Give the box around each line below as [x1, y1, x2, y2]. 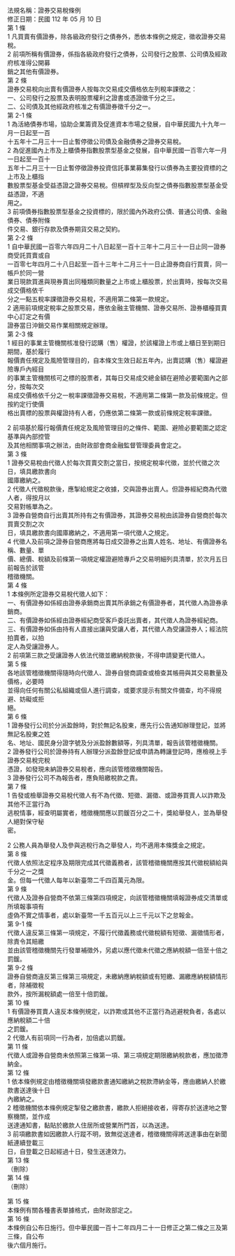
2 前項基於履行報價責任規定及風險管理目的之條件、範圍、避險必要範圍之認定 [7, 424, 227, 432]
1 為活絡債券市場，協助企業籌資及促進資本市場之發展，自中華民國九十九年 [7, 120, 220, 128]
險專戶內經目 [7, 365, 44, 373]
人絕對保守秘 [7, 818, 44, 825]
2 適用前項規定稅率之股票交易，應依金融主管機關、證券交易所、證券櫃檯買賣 [7, 304, 227, 312]
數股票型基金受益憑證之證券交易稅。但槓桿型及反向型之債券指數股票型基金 [7, 181, 222, 189]
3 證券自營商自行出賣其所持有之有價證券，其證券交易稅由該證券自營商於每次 [7, 511, 227, 519]
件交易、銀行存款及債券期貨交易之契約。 [7, 225, 124, 233]
